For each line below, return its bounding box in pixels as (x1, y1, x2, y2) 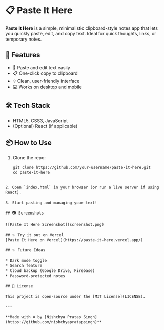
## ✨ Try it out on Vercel (5, 232, 64, 238)
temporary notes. (5, 36, 42, 42)
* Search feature (5, 263, 43, 268)
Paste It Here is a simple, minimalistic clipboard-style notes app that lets (5, 25, 158, 31)
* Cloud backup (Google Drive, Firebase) (5, 268, 95, 274)
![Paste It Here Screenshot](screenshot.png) (5, 222, 104, 227)
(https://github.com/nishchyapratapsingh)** (5, 320, 102, 325)
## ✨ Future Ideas (5, 248, 46, 253)
